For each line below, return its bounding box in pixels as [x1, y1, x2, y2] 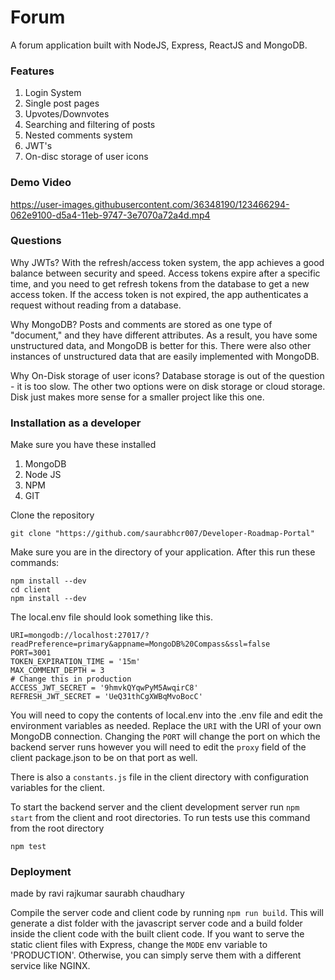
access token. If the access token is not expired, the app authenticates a [10, 288, 309, 300]
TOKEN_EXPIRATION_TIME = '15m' [10, 657, 141, 667]
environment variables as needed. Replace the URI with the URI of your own [10, 720, 322, 732]
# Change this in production [10, 674, 132, 685]
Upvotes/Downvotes [24, 108, 110, 120]
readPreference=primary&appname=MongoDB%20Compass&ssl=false [10, 639, 271, 650]
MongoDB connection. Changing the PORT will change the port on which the [10, 731, 321, 743]
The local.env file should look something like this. [10, 611, 213, 623]
